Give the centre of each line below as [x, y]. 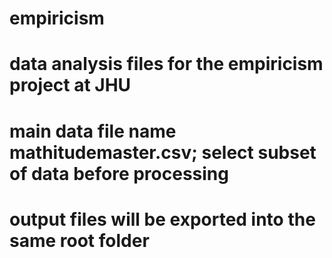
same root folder [79, 240]
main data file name [93, 131]
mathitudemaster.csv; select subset [163, 152]
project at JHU [70, 85]
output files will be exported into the [162, 219]
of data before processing [119, 173]
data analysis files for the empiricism [166, 64]
